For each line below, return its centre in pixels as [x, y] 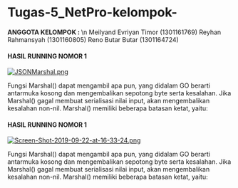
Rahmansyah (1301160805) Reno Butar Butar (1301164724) [93, 39]
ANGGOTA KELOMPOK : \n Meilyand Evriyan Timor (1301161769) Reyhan [114, 32]
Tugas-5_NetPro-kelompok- [93, 12]
